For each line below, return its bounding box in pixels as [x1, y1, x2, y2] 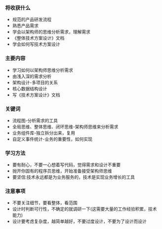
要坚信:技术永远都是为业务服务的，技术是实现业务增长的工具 [12, 174, 135, 180]
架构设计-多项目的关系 [12, 79, 58, 85]
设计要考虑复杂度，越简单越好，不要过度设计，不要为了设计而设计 [12, 219, 147, 225]
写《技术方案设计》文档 [12, 92, 60, 97]
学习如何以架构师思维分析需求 [12, 67, 73, 73]
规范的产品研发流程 [12, 16, 52, 23]
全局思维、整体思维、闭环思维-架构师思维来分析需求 [12, 124, 119, 130]
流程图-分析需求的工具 [12, 117, 58, 123]
